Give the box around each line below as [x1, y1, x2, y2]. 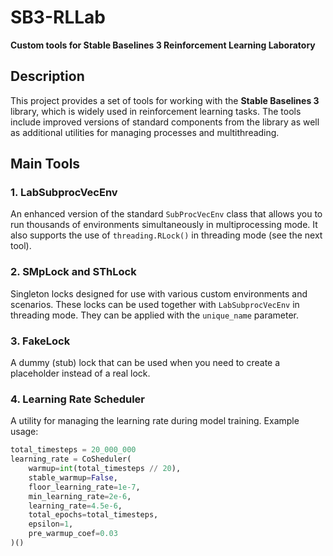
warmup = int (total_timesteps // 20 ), [28, 464, 182, 474]
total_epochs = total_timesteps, [28, 510, 159, 520]
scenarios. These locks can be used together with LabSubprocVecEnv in [10, 298, 300, 310]
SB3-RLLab [10, 6, 106, 29]
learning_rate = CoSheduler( [10, 454, 132, 465]
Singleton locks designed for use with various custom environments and [10, 287, 308, 300]
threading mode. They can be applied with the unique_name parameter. [10, 309, 299, 321]
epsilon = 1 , [28, 519, 74, 530]
